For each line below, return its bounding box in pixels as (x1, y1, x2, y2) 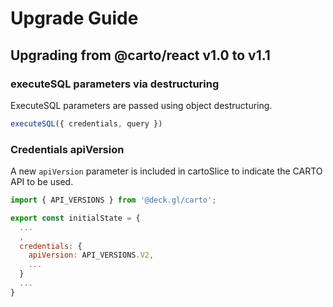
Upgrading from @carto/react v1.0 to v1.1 (10, 47, 271, 64)
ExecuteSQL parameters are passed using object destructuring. (10, 99, 273, 111)
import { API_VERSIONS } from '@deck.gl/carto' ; (10, 195, 217, 206)
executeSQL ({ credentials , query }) (10, 118, 163, 129)
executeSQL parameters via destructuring (10, 77, 220, 91)
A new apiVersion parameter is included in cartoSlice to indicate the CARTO (10, 165, 323, 177)
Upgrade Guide (10, 7, 139, 30)
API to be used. (10, 176, 74, 188)
